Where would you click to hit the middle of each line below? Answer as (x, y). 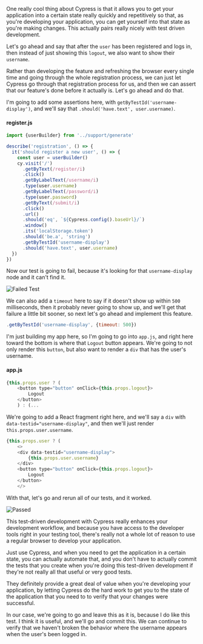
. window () (35, 225)
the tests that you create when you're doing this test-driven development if (100, 565)
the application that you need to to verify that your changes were (87, 596)
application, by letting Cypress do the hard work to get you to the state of (98, 590)
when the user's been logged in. (47, 634)
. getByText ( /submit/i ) (51, 203)
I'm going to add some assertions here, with (61, 102)
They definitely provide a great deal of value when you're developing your (98, 583)
